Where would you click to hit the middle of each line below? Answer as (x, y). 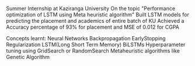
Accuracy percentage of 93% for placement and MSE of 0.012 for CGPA (93, 27)
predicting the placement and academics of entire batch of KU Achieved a (95, 21)
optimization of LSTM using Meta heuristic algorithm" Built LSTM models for (98, 15)
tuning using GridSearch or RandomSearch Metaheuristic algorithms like (93, 51)
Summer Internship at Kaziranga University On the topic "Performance (91, 8)
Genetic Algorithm (28, 57)
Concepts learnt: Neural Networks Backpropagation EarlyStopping (86, 38)
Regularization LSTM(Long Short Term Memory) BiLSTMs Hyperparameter (96, 44)
